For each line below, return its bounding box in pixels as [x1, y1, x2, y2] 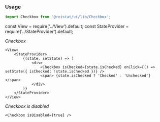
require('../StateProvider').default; [5, 28, 73, 35]
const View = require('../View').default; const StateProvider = [5, 24, 129, 29]
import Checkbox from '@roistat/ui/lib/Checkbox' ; [5, 15, 111, 20]
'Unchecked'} [124, 73, 151, 78]
